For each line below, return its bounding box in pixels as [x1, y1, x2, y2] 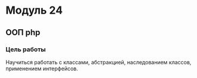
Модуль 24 [5, 4, 63, 17]
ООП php [5, 27, 41, 38]
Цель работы [5, 45, 46, 54]
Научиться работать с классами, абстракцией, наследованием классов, [5, 58, 192, 65]
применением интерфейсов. [5, 65, 78, 72]
